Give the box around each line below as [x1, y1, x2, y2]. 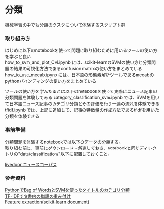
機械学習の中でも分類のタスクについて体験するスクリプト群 [5, 22, 126, 28]
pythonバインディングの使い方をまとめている [5, 78, 97, 84]
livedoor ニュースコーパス [5, 161, 57, 167]
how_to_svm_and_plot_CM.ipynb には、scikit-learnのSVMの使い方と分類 [5, 60, 152, 65]
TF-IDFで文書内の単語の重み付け [5, 193, 71, 199]
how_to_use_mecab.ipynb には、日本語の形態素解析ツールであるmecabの [5, 72, 154, 78]
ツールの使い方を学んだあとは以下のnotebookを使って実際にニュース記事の [5, 89, 157, 94]
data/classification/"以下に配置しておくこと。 [20, 151, 112, 157]
